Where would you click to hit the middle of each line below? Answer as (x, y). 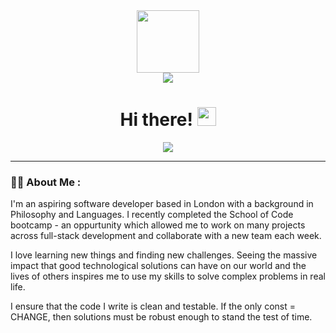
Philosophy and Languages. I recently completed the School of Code (152, 215)
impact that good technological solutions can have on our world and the (158, 266)
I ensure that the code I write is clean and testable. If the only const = (153, 306)
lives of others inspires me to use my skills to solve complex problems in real (168, 276)
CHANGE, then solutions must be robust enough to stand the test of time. (161, 317)
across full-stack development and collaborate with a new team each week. (166, 236)
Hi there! (156, 120)
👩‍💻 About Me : (46, 182)
